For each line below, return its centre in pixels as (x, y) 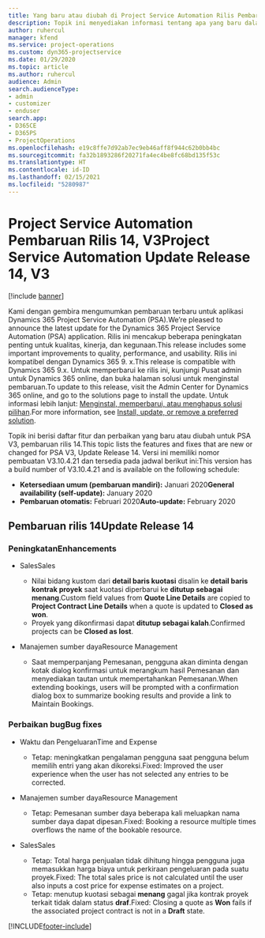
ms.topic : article (38, 67)
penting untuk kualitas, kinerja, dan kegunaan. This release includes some (127, 345)
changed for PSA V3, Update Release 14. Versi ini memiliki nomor (114, 452)
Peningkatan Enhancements (62, 548)
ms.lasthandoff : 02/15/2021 (54, 177)
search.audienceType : (44, 89)
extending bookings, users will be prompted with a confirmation (135, 687)
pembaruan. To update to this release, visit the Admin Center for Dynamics (129, 386)
